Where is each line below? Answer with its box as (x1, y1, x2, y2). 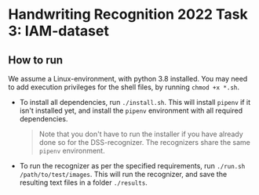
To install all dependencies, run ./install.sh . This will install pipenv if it (19, 98, 251, 107)
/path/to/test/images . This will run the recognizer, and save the (19, 170, 228, 179)
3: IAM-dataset (8, 22, 110, 40)
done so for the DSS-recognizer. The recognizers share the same (38, 138, 251, 146)
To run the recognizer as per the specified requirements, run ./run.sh (19, 161, 246, 170)
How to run (8, 53, 64, 67)
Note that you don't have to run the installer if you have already (38, 129, 243, 139)
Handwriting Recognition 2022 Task (8, 5, 249, 23)
